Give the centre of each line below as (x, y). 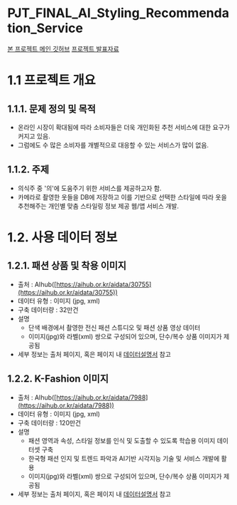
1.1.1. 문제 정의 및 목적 (51, 109)
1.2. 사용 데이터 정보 (62, 237)
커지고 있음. (34, 136)
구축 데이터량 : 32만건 (48, 309)
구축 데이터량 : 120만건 (49, 422)
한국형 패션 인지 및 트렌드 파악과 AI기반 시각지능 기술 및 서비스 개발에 (124, 458)
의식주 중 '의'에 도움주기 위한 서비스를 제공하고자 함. (89, 188)
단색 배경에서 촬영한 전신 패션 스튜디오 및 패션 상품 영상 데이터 (114, 327)
